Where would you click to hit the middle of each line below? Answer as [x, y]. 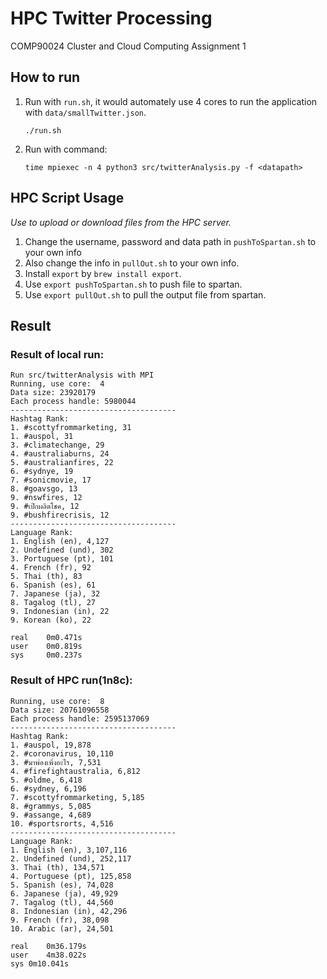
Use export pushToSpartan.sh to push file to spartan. [133, 284]
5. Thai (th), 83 [46, 577]
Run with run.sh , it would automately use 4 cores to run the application [171, 101]
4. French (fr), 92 [51, 568]
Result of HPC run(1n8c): [71, 680]
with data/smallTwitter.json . [85, 112]
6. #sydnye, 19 [42, 472]
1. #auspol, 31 [42, 437]
